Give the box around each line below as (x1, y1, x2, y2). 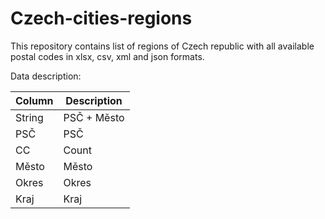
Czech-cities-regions (10, 7, 193, 30)
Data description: (10, 70, 82, 82)
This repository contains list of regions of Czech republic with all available (10, 40, 315, 52)
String (15, 110, 44, 124)
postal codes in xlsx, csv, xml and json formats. (10, 50, 205, 62)
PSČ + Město (63, 110, 125, 124)
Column (15, 93, 54, 107)
